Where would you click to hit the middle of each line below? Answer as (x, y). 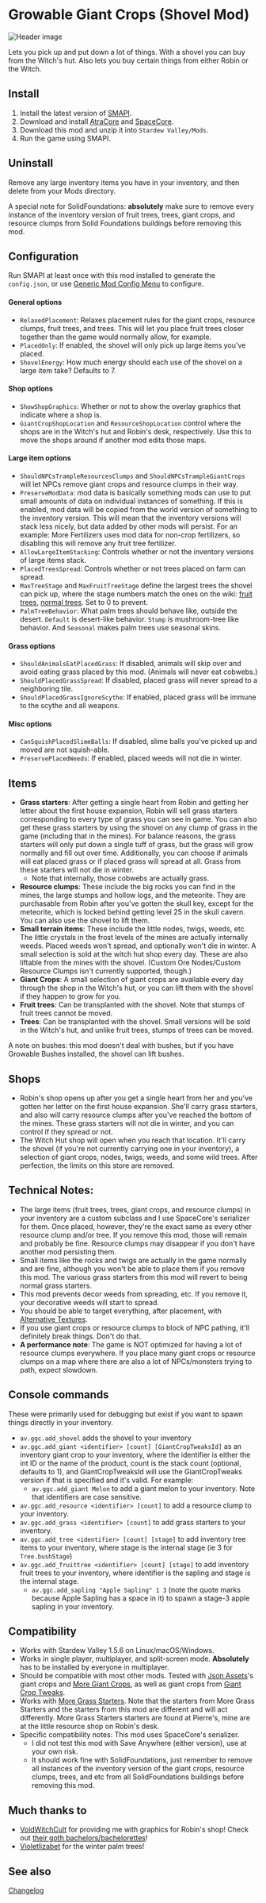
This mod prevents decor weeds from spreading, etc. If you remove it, (133, 1294)
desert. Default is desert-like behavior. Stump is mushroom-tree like (129, 619)
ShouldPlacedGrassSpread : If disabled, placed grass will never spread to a (139, 680)
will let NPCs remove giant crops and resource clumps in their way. (129, 484)
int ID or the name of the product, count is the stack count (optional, (130, 1463)
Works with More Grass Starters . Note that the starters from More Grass (137, 1701)
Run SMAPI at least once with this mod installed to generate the (112, 275)
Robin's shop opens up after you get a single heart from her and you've (136, 1098)
